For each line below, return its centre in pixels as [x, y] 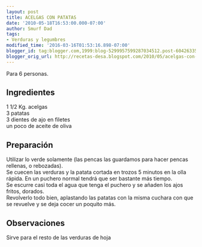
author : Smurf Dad [29, 29]
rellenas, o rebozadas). [35, 166]
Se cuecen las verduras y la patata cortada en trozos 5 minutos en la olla [96, 172]
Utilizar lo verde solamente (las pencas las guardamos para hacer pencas [97, 159]
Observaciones [35, 223]
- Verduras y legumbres [36, 40]
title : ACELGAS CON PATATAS [41, 17]
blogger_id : [21, 51]
